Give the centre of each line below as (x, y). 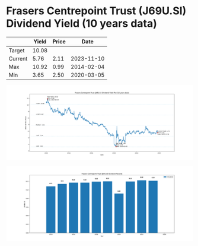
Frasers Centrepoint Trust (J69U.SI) (96, 11)
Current (18, 58)
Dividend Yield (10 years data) (82, 23)
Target (17, 50)
